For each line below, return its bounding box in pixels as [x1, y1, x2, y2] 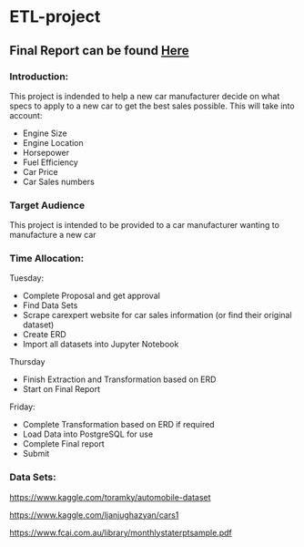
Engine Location [22, 137, 84, 148]
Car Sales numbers [22, 176, 96, 187]
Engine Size [22, 128, 67, 139]
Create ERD [22, 329, 66, 340]
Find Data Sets [22, 300, 78, 311]
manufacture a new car [9, 230, 97, 241]
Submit [22, 449, 50, 459]
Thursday [9, 356, 46, 367]
